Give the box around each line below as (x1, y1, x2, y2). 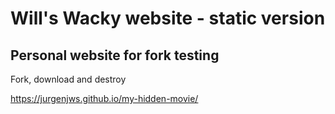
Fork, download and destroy (10, 73, 127, 85)
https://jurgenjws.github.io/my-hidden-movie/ (10, 93, 199, 104)
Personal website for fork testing (10, 47, 220, 64)
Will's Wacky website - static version (10, 7, 326, 30)
